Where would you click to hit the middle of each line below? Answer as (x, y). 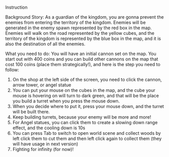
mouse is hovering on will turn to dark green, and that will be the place (86, 96)
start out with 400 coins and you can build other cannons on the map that (82, 59)
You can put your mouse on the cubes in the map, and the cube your (84, 90)
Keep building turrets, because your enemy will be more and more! (82, 117)
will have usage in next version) (45, 144)
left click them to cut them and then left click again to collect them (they (87, 139)
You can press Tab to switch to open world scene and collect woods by (87, 133)
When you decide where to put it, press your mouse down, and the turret (88, 106)
